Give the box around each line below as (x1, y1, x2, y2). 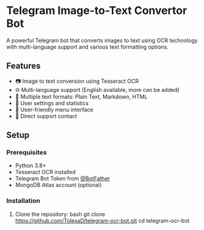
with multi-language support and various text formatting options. (6, 43, 169, 51)
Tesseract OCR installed (15, 169, 76, 176)
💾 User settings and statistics (15, 99, 89, 106)
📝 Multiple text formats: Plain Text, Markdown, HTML (15, 92, 148, 100)
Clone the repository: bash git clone (15, 211, 105, 218)
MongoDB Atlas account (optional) (15, 181, 102, 189)
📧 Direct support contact (15, 112, 77, 119)
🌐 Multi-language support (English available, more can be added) (15, 86, 180, 93)
